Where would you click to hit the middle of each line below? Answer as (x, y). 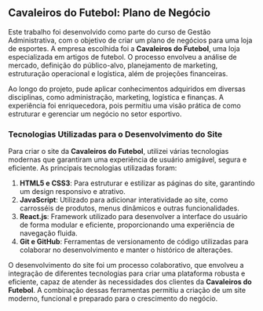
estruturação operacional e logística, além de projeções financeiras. (118, 73)
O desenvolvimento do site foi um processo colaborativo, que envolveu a (126, 265)
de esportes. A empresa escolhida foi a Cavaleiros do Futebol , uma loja (124, 48)
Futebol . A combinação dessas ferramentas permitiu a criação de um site (127, 291)
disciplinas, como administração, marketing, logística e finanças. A (116, 97)
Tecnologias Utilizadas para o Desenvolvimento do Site (115, 134)
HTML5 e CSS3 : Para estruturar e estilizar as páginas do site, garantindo (137, 183)
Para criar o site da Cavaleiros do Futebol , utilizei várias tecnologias (119, 152)
